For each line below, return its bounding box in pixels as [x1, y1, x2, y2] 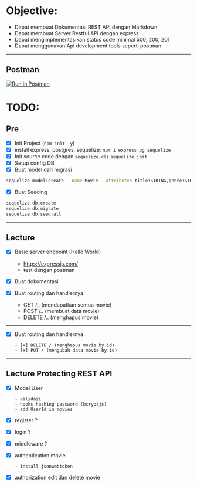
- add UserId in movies [14, 406, 73, 412]
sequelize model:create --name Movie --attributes [6, 178, 133, 184]
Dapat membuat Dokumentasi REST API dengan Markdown [14, 23, 158, 30]
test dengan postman [23, 266, 75, 273]
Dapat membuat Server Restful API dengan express [14, 29, 139, 36]
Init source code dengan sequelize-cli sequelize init [14, 152, 148, 159]
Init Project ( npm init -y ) [14, 140, 75, 147]
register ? [14, 416, 38, 423]
